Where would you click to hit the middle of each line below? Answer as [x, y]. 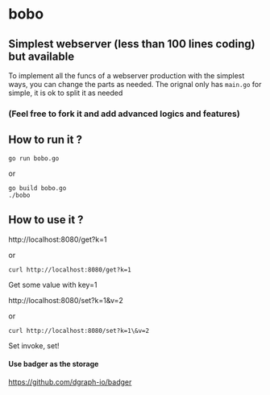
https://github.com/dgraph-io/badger [70, 382]
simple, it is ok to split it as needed [66, 93]
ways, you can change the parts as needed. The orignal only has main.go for [135, 84]
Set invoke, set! [34, 345]
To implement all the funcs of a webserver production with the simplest [127, 76]
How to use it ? [46, 220]
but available [42, 56]
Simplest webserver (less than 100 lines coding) [132, 44]
